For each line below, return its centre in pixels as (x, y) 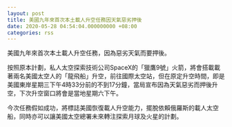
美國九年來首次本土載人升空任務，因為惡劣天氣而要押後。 (89, 53)
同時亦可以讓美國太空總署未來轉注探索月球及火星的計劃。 (101, 117)
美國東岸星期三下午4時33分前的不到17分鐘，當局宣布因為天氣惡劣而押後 (109, 85)
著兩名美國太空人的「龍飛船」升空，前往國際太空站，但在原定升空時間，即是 (116, 76)
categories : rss (30, 33)
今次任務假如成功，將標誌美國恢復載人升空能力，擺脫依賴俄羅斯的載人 (107, 108)
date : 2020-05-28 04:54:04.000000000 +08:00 (72, 26)
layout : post (26, 13)
